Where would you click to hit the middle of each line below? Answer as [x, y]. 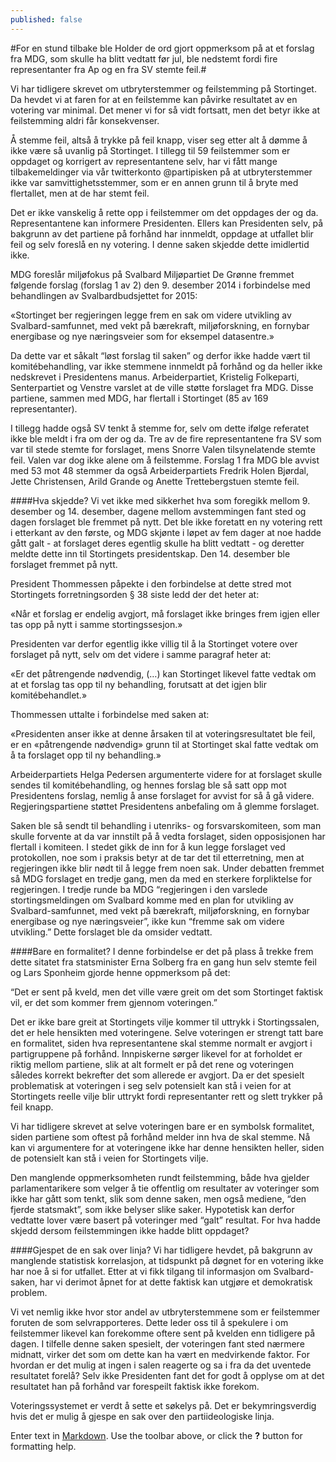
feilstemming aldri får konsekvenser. [85, 120]
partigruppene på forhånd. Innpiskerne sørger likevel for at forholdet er [156, 1053]
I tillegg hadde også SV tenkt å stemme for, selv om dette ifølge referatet [160, 428]
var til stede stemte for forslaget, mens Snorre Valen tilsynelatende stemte [163, 449]
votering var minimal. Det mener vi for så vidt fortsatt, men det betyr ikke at [165, 110]
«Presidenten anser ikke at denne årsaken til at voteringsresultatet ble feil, [163, 733]
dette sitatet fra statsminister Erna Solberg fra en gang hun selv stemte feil [163, 962]
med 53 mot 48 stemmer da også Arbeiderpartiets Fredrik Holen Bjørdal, [159, 470]
